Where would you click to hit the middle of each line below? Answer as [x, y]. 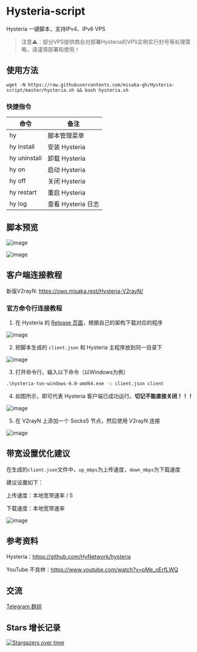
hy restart [23, 192]
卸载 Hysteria [67, 158]
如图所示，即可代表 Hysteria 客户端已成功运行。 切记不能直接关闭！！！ [104, 396]
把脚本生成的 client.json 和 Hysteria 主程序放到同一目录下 [88, 347]
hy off [18, 181]
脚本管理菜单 [66, 136]
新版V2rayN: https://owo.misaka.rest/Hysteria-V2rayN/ [75, 291]
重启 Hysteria [67, 193]
